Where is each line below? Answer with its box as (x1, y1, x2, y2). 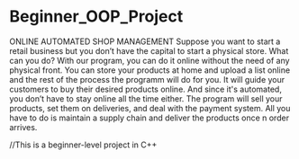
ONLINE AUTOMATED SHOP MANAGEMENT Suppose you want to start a (9, 36, 281, 47)
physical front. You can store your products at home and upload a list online (9, 65, 291, 75)
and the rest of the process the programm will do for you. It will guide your (9, 74, 285, 84)
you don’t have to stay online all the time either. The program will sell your (9, 93, 283, 104)
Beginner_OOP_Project (9, 6, 184, 27)
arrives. (9, 121, 38, 132)
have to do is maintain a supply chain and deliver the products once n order (9, 112, 290, 123)
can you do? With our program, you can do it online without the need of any (9, 55, 290, 66)
